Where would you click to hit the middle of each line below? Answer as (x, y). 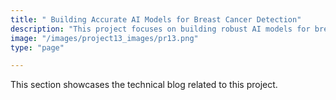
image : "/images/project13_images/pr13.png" (104, 38)
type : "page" (37, 47)
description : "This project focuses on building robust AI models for (160, 29)
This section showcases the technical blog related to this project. (144, 85)
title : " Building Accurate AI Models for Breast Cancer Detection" (156, 19)
